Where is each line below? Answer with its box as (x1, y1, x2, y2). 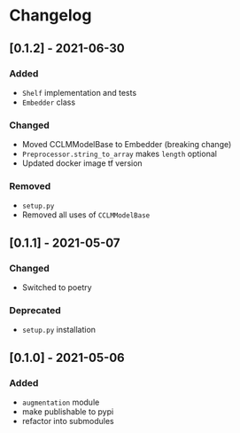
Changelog (9, 5, 92, 26)
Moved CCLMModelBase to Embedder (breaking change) (21, 139, 232, 150)
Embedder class (21, 97, 76, 107)
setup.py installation (21, 325, 96, 335)
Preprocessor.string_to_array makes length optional (21, 148, 217, 160)
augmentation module (21, 397, 100, 408)
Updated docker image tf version (21, 158, 143, 169)
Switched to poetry (21, 282, 92, 293)
